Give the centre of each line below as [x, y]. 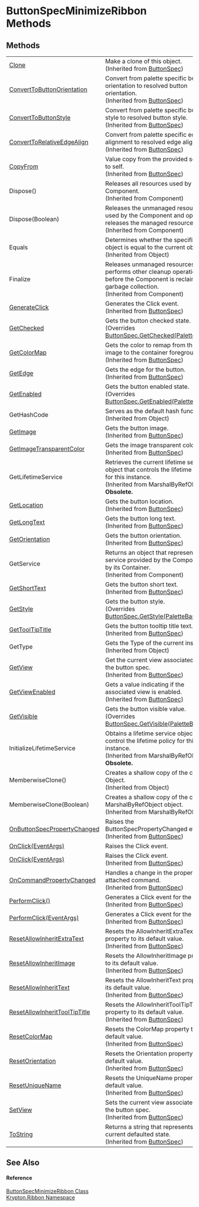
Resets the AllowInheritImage [146, 956]
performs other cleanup [138, 272]
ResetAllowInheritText [39, 987]
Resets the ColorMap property [147, 1029]
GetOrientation [30, 539]
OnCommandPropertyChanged [52, 880]
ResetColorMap [31, 1037]
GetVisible [23, 716]
